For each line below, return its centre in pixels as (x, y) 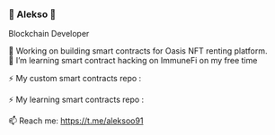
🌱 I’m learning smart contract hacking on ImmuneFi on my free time (133, 61)
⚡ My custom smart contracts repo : (75, 79)
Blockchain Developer (49, 34)
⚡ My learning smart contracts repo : (76, 100)
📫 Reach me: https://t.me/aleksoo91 (76, 121)
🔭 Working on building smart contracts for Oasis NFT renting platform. (138, 51)
